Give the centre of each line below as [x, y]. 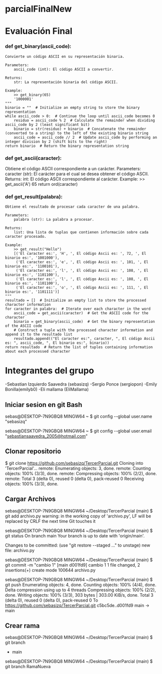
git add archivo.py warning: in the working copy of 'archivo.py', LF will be [78, 516]
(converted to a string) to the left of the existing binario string [77, 133]
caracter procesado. [26, 237]
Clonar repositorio [33, 452]
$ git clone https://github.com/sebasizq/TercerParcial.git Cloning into [74, 463]
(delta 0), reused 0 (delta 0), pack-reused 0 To [52, 600]
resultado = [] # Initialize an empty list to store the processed [76, 301]
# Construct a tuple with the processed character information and [83, 330]
